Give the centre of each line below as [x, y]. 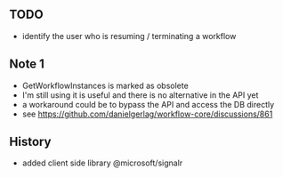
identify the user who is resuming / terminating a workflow [129, 36]
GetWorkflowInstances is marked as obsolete [105, 85]
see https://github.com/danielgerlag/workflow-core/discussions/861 [147, 114]
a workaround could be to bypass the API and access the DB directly [148, 104]
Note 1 [27, 64]
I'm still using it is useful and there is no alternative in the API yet [140, 95]
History [30, 142]
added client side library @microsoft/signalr [102, 163]
